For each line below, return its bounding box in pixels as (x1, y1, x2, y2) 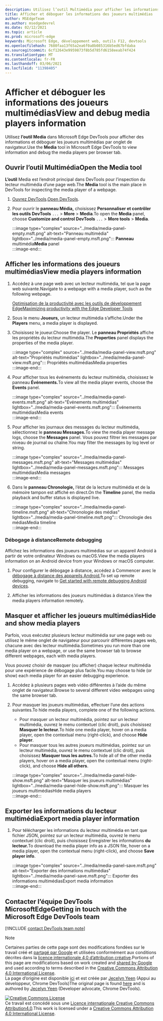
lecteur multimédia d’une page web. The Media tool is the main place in (5, 181, 147, 187)
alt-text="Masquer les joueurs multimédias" (44, 777, 132, 783)
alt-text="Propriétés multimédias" (12, 354, 80, 360)
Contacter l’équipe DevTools (5, 898, 93, 906)
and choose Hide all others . (33, 763, 89, 769)
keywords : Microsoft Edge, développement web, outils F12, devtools (5, 39, 147, 44)
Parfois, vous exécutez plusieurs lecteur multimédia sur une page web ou (5, 632, 152, 638)
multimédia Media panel (12, 241, 60, 246)
